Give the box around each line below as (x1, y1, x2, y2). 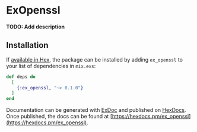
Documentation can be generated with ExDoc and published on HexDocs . (6, 107, 186, 114)
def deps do (6, 73, 36, 80)
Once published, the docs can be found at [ (6, 113, 113, 120)
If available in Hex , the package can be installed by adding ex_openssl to (6, 56, 183, 63)
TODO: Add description (6, 23, 65, 30)
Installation (6, 40, 49, 50)
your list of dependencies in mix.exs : (6, 62, 96, 69)
